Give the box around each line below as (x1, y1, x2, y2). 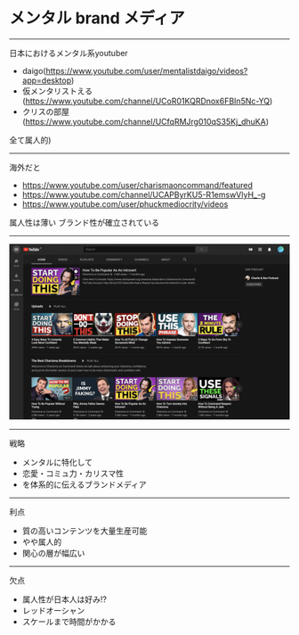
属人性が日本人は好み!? (21, 594, 107, 605)
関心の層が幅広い (21, 548, 85, 558)
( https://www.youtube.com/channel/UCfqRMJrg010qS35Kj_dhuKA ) (21, 116, 270, 127)
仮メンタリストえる (21, 86, 93, 96)
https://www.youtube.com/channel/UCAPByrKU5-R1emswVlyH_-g (21, 189, 266, 200)
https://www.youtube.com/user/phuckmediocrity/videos (21, 198, 229, 210)
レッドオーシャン (21, 605, 85, 615)
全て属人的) (9, 135, 52, 145)
